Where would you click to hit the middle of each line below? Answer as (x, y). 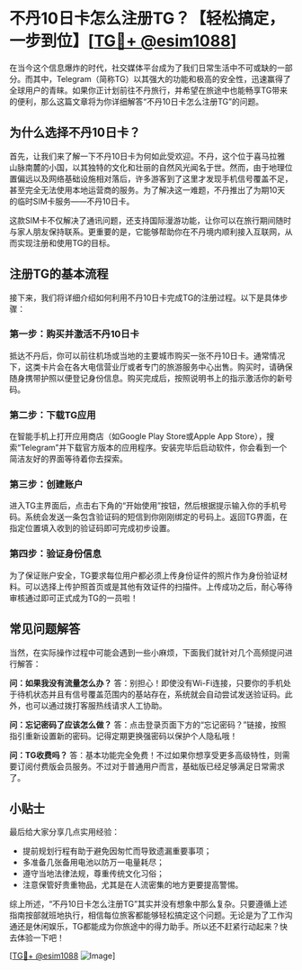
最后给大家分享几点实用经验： (64, 832)
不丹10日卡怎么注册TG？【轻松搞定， (147, 18)
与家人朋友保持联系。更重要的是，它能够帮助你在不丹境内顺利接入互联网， (147, 232)
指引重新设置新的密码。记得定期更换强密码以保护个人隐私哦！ (124, 736)
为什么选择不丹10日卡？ (75, 133)
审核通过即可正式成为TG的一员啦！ (74, 598)
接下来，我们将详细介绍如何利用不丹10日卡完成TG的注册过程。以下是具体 (145, 297)
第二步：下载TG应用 (53, 415)
